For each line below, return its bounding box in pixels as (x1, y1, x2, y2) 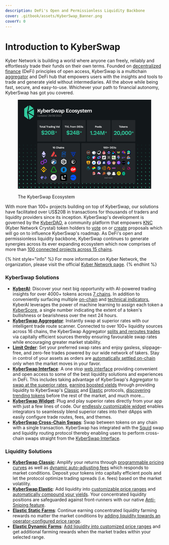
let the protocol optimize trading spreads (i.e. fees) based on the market (12, 475, 162, 481)
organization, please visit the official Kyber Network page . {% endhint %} (5, 262, 157, 268)
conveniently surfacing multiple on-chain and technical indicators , (12, 296, 150, 302)
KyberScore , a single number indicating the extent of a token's (12, 307, 142, 313)
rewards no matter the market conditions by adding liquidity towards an (12, 512, 161, 518)
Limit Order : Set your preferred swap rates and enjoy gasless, (12, 344, 141, 350)
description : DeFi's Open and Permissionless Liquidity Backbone (5, 8, 145, 13)
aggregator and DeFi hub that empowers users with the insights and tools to (5, 73, 163, 80)
